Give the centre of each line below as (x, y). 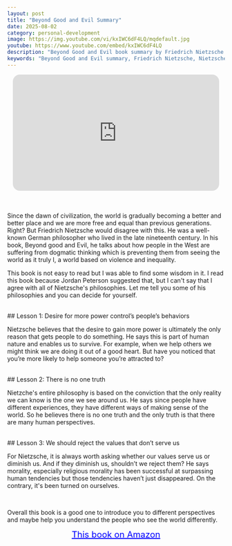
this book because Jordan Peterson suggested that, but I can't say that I (110, 281)
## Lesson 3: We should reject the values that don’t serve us (94, 443)
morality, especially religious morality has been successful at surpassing (110, 471)
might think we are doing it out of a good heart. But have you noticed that (111, 351)
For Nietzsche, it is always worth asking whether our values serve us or (109, 456)
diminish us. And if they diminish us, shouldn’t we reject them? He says (108, 464)
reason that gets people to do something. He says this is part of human (108, 337)
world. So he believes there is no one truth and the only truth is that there (111, 415)
